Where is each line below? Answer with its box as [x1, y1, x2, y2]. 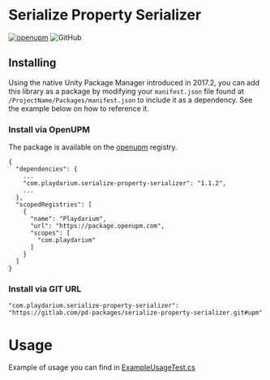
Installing [8, 56, 57, 70]
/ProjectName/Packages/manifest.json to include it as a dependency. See [8, 95, 253, 105]
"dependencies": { [15, 165, 79, 174]
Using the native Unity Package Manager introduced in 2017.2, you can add [8, 77, 260, 87]
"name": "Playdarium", [29, 215, 107, 223]
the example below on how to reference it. [8, 103, 150, 113]
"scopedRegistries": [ [15, 201, 92, 209]
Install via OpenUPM [8, 123, 91, 135]
